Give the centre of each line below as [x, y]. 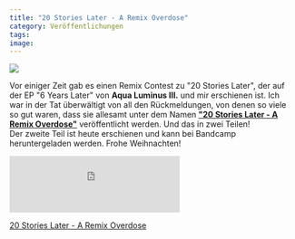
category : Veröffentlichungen [67, 26]
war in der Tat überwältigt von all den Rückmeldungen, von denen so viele [148, 105]
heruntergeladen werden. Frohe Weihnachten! [95, 143]
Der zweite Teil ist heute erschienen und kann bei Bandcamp [123, 134]
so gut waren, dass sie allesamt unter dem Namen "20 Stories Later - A [144, 115]
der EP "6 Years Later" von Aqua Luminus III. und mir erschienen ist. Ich [144, 95]
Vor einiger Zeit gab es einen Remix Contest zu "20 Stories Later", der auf [147, 86]
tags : [20, 34]
